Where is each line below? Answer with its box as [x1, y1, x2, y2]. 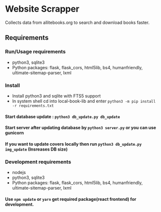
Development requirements [5, 158, 72, 165]
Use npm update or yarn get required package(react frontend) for [5, 196, 137, 202]
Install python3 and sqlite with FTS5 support [12, 93, 101, 98]
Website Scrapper [5, 3, 80, 15]
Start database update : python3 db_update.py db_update [5, 114, 120, 119]
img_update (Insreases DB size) [5, 146, 68, 152]
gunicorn [5, 130, 24, 136]
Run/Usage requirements [5, 48, 66, 55]
